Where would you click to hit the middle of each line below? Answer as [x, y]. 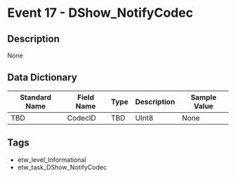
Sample [203, 97]
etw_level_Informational [52, 160]
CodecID [81, 118]
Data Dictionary [42, 77]
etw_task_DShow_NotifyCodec [62, 167]
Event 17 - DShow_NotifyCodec [100, 13]
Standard [35, 97]
